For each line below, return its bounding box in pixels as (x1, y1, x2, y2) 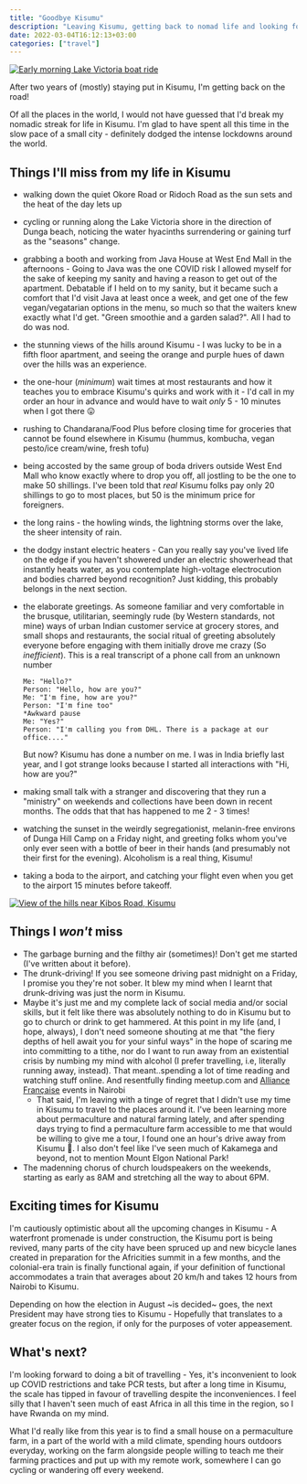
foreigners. (22, 499, 65, 510)
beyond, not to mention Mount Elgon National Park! (36, 1152, 229, 1163)
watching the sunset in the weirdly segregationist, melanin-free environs (22, 824, 296, 835)
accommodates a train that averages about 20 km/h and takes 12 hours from (9, 1271, 298, 1282)
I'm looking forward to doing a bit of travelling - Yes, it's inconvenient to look (9, 1369, 297, 1380)
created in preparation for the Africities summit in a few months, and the (9, 1252, 281, 1263)
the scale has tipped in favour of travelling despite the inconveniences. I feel (9, 1388, 297, 1399)
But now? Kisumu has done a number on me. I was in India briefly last (22, 749, 285, 760)
